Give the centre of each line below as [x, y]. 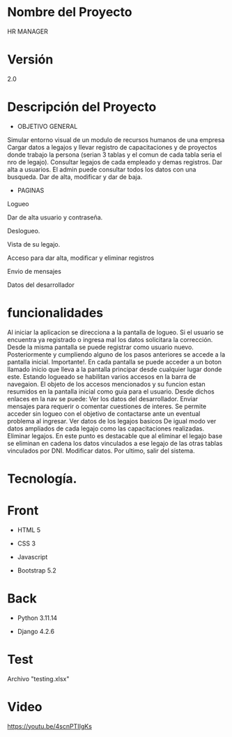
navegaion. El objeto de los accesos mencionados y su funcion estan [106, 384]
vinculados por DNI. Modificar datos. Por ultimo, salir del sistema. [101, 451]
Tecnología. [42, 479]
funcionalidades [55, 313]
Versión [30, 60]
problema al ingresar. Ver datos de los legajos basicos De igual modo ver [112, 421]
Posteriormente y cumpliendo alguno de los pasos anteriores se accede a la [116, 354]
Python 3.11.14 [37, 618]
